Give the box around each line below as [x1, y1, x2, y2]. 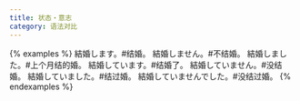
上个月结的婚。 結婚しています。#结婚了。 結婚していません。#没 [30, 59, 275, 70]
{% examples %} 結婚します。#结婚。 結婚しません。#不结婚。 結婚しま [9, 47, 280, 59]
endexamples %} [9, 81, 74, 92]
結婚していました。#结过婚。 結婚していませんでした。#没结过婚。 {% [26, 70, 292, 82]
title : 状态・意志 [9, 13, 73, 23]
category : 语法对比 [9, 22, 78, 31]
